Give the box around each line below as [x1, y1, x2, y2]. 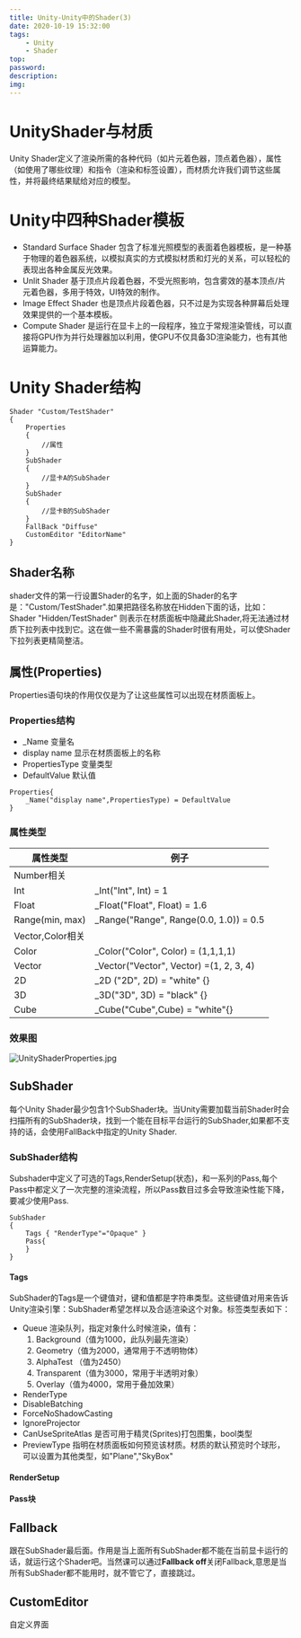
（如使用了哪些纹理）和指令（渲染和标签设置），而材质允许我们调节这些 [9, 163, 273, 175]
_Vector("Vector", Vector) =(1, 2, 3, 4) [93, 959, 255, 972]
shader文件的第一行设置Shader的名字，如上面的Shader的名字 [9, 590, 238, 602]
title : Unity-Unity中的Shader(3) [9, 13, 132, 22]
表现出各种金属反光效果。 [22, 264, 118, 275]
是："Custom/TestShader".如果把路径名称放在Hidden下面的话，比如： [9, 602, 269, 612]
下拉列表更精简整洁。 [9, 635, 88, 647]
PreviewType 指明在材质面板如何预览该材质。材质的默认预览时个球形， [22, 1440, 286, 1450]
